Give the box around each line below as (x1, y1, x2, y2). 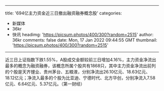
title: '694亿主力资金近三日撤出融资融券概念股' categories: (5, 10, 122, 16)
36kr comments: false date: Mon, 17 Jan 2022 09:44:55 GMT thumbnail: (12, 37, 158, 43)
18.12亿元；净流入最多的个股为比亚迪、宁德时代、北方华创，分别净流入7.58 (5, 75, 156, 80)
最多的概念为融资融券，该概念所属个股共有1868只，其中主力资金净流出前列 (5, 63, 156, 68)
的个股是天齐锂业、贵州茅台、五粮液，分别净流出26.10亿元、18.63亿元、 (5, 69, 150, 75)
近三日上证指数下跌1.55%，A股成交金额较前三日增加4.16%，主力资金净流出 (5, 57, 157, 62)
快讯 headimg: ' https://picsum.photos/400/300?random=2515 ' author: (12, 32, 154, 37)
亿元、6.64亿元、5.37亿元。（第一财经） (5, 81, 85, 87)
